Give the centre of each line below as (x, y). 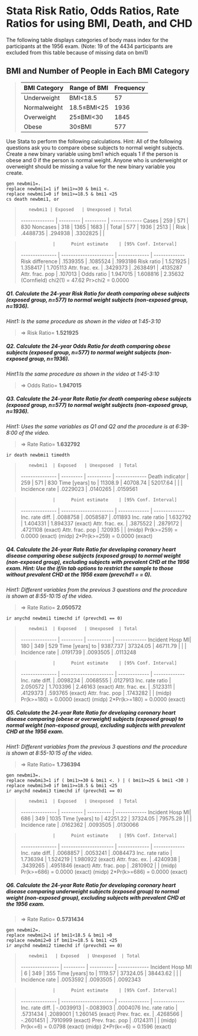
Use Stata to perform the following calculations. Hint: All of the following (94, 141)
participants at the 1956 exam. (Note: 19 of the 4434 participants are (90, 46)
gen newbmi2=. (24, 930)
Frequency (130, 88)
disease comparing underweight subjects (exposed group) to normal (92, 891)
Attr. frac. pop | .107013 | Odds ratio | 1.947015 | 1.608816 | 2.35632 (102, 274)
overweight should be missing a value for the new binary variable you (91, 166)
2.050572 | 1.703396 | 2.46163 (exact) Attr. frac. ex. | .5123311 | (98, 687)
